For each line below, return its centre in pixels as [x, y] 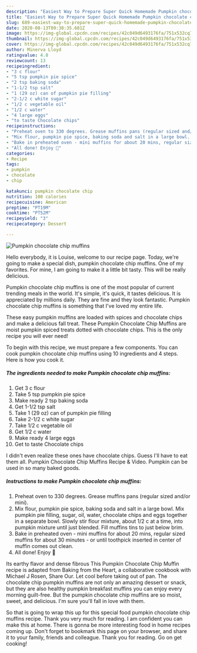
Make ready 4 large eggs [45, 438]
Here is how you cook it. [35, 360]
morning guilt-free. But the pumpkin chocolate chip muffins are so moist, [94, 595]
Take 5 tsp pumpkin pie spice [50, 394]
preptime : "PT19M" [28, 208]
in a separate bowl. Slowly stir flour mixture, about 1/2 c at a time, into [99, 521]
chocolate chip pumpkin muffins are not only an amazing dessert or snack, [96, 582]
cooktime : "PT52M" [28, 213]
